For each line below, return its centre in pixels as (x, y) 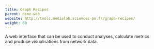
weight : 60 (16, 23)
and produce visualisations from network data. (52, 42)
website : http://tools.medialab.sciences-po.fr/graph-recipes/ (70, 18)
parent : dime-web (23, 14)
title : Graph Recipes (27, 9)
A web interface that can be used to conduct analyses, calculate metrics (77, 37)
